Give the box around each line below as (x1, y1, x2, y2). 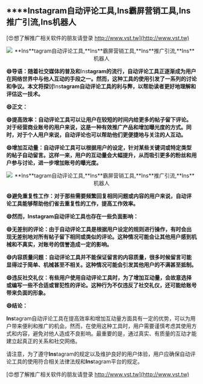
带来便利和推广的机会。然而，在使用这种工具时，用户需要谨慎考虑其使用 (11, 322, 192, 330)
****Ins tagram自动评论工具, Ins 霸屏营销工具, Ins (6, 5, 191, 16)
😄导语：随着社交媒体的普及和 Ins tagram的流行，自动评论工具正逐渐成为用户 (6, 67, 196, 74)
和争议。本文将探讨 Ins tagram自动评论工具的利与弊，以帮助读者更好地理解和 (6, 82, 196, 89)
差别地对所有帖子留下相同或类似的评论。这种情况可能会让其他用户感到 (16, 233, 192, 240)
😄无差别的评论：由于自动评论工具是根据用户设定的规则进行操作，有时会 (6, 226, 187, 233)
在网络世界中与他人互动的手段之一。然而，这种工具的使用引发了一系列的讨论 (6, 75, 197, 82)
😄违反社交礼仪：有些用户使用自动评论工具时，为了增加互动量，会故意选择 (6, 274, 192, 281)
